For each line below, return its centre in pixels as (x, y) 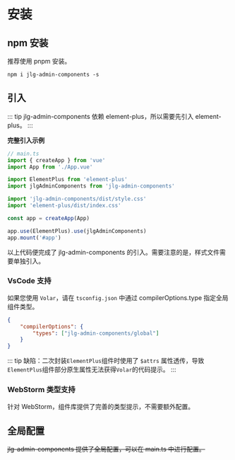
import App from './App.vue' (50, 167)
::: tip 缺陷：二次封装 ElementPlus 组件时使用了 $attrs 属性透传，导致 (106, 361)
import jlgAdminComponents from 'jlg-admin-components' (91, 186)
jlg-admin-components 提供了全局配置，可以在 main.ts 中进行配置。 (107, 449)
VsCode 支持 (29, 281)
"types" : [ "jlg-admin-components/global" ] (96, 333)
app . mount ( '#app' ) (34, 238)
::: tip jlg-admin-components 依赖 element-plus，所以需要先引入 (101, 116)
